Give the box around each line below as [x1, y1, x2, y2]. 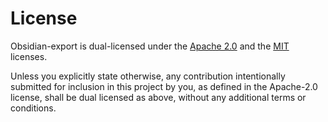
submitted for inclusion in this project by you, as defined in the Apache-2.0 [10, 80, 318, 92]
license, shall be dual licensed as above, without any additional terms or [10, 91, 307, 103]
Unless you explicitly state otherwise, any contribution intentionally [10, 70, 286, 82]
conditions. [10, 102, 57, 114]
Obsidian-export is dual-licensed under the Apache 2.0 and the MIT [10, 40, 290, 52]
